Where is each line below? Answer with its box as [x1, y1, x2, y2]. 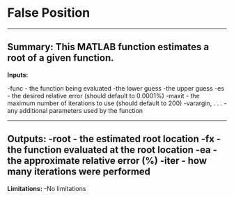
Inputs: [7, 70, 29, 79]
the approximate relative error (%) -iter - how [7, 155, 208, 167]
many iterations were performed [7, 166, 151, 178]
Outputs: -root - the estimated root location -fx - [7, 133, 221, 145]
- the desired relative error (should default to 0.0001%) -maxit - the [7, 91, 200, 100]
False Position [7, 5, 91, 21]
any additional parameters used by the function [7, 106, 143, 114]
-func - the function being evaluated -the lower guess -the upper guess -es [7, 84, 225, 92]
